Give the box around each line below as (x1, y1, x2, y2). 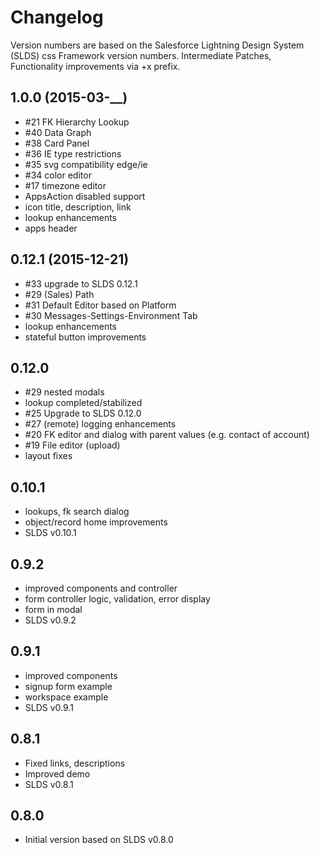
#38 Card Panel (24, 137, 90, 149)
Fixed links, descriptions (24, 757, 126, 769)
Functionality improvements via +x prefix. (10, 60, 181, 72)
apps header (24, 222, 78, 234)
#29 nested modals (24, 386, 105, 398)
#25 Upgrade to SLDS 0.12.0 (24, 407, 142, 420)
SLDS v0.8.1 (24, 778, 74, 790)
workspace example (24, 691, 109, 703)
